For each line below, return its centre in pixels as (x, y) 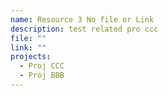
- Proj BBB (42, 76)
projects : (31, 57)
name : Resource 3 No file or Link (82, 19)
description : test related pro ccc (84, 29)
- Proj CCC (42, 66)
